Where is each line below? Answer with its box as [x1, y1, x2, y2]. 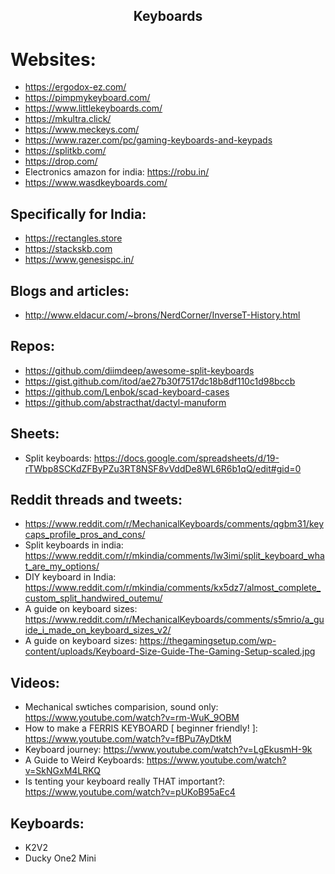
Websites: [10, 48, 97, 71]
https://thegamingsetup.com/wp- [139, 635, 277, 647]
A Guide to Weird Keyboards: [24, 754, 145, 766]
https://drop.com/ [24, 155, 98, 168]
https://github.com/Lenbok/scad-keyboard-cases [24, 385, 230, 398]
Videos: [10, 674, 60, 691]
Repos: [10, 338, 55, 355]
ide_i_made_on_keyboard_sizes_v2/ [24, 624, 172, 636]
